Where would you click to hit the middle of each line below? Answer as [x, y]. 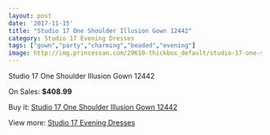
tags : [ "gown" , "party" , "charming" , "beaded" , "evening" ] [102, 46]
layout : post [30, 16]
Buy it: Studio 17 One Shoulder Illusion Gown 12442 [93, 107]
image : [19, 53]
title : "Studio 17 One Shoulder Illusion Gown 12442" [100, 31]
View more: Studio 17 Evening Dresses [72, 123]
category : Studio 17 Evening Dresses [72, 38]
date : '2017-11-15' [41, 23]
